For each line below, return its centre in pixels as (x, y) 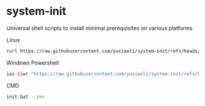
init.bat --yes (26, 97)
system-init (36, 11)
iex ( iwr (17, 74)
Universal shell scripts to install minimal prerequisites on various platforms (99, 28)
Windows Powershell (33, 63)
